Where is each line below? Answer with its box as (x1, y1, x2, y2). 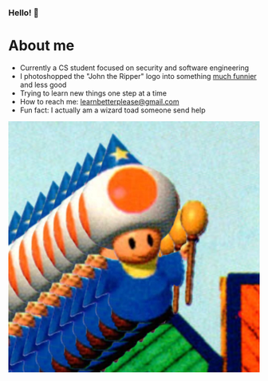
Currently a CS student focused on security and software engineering (19, 63, 250, 73)
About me (8, 37, 75, 55)
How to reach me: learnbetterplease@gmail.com (19, 96, 179, 106)
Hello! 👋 (8, 7, 40, 18)
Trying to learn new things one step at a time (19, 88, 167, 98)
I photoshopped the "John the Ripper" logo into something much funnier (19, 71, 257, 81)
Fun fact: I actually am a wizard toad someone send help (19, 105, 206, 115)
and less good (19, 80, 67, 89)
